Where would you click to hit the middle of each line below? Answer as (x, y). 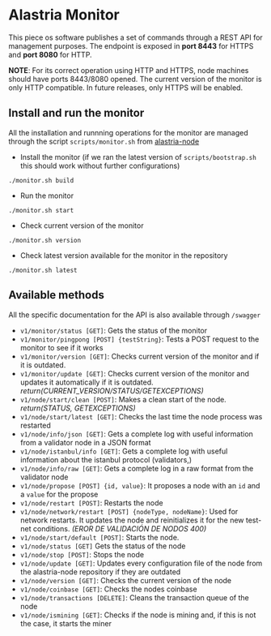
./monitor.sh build (41, 180)
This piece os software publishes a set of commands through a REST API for (135, 37)
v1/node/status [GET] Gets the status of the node (103, 546)
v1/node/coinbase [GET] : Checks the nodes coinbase (108, 589)
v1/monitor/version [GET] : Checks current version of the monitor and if (140, 356)
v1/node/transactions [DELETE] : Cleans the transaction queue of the (134, 597)
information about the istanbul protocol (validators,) (106, 459)
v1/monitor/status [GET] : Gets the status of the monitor (114, 330)
